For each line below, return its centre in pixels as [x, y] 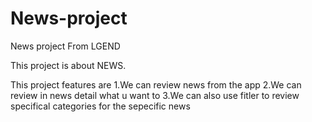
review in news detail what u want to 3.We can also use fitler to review [155, 95]
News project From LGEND [65, 46]
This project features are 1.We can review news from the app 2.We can [156, 84]
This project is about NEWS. [68, 65]
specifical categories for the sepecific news [100, 106]
